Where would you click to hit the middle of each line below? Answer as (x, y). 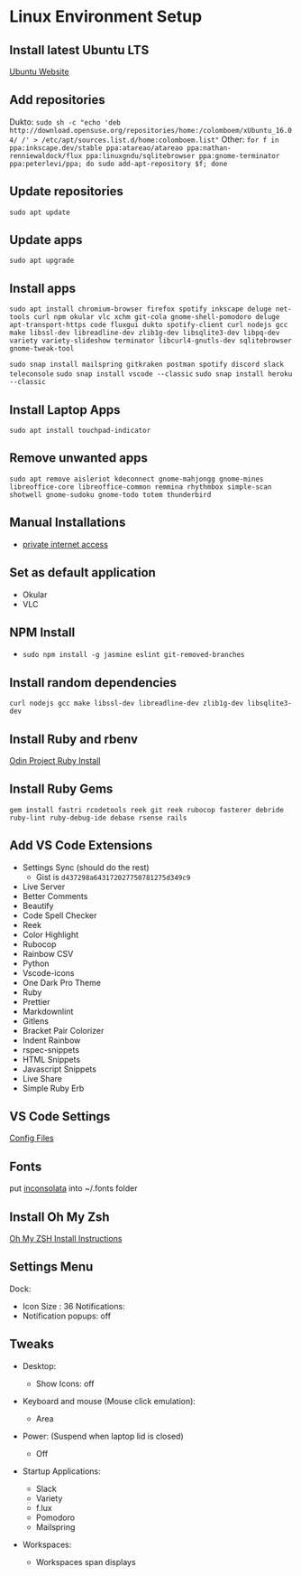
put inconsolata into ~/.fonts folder (73, 1188)
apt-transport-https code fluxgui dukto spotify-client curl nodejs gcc (149, 325)
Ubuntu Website (39, 71)
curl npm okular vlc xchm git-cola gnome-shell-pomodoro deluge (156, 317)
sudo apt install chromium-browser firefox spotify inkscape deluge (141, 309)
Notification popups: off (66, 1316)
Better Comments (55, 896)
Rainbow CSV (48, 953)
